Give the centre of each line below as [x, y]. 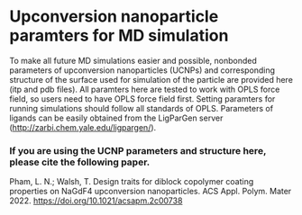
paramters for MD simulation [119, 36]
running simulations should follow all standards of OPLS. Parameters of [141, 108]
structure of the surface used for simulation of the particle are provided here [151, 79]
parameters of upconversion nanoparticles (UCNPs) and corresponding [142, 70]
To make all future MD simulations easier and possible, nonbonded [133, 60]
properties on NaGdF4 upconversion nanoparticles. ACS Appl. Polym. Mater [151, 192]
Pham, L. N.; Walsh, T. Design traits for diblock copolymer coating [132, 182]
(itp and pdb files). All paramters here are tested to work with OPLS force [145, 89]
